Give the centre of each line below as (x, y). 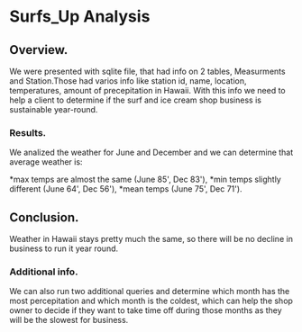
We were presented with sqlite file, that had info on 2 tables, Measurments (147, 71)
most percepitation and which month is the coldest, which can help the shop (151, 301)
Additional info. (44, 272)
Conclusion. (44, 217)
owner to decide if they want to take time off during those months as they (146, 310)
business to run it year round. (64, 248)
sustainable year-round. (54, 109)
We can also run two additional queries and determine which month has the (150, 292)
